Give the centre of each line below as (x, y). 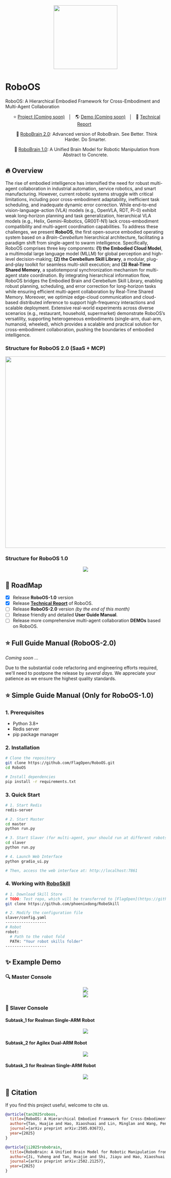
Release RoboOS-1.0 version (43, 598)
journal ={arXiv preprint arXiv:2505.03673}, (58, 1128)
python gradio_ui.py (27, 861)
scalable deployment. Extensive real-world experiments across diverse (80, 308)
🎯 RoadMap (24, 585)
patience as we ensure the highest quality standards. (61, 679)
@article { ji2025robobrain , (34, 1147)
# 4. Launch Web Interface (34, 856)
